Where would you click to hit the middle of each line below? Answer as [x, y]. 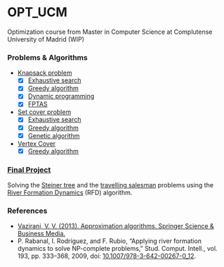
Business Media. [41, 234]
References [27, 211]
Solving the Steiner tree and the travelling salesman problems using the [111, 185]
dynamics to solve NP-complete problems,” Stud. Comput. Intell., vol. [117, 249]
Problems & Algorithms [47, 57]
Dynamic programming [61, 97]
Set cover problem [44, 112]
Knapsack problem [45, 73]
